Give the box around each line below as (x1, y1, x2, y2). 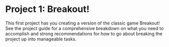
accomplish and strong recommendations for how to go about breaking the (5, 30, 163, 36)
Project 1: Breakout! (5, 3, 90, 15)
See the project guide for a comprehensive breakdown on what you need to (5, 25, 164, 31)
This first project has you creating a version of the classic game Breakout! (5, 20, 160, 26)
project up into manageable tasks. (5, 36, 77, 42)
